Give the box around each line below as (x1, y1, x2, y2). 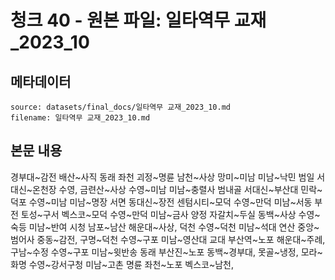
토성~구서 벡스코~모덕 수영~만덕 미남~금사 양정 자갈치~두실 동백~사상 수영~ (20, 208, 321, 220)
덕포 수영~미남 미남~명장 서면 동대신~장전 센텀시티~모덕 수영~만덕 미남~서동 (10, 196, 313, 208)
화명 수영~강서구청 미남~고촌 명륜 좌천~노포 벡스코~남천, (10, 258, 235, 270)
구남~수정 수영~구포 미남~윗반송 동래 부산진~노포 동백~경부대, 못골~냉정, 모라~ (10, 246, 323, 258)
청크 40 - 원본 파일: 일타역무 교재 (10, 9, 267, 32)
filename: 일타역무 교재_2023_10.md (10, 113, 151, 123)
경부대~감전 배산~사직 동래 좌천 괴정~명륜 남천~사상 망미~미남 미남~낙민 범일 (10, 171, 315, 183)
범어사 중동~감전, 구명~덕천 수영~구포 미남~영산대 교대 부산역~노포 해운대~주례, (10, 233, 326, 245)
